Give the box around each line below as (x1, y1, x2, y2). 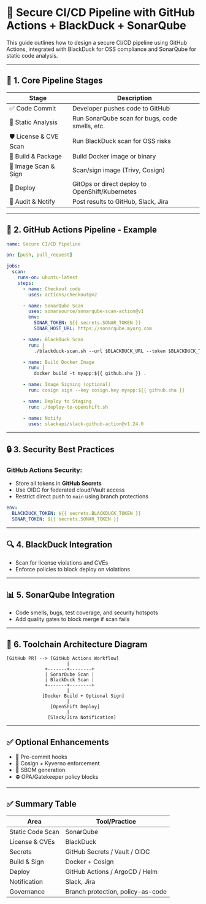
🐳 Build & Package (9, 152, 63, 160)
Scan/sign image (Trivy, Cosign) (72, 166, 166, 174)
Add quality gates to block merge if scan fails (15, 616, 130, 623)
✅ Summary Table (6, 799, 77, 809)
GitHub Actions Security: (6, 466, 83, 474)
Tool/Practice (96, 817, 136, 825)
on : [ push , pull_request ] (6, 252, 72, 258)
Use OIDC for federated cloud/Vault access (15, 486, 125, 493)
